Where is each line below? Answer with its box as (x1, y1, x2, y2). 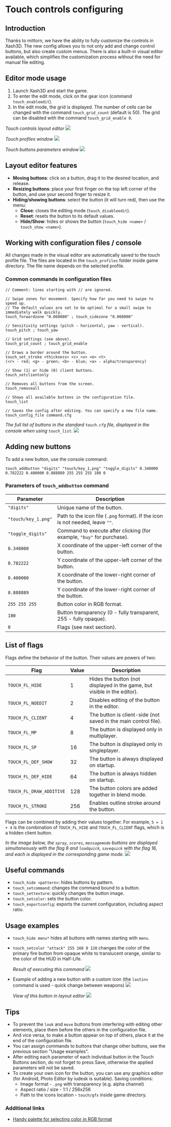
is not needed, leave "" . (57, 519, 113, 526)
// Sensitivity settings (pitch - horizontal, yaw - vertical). (5, 323, 145, 328)
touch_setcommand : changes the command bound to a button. (12, 885, 140, 891)
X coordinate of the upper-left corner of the (57, 542, 162, 549)
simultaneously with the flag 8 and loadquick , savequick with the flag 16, (5, 845, 157, 851)
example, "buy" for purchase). (57, 533, 129, 540)
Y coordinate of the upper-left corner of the (57, 556, 162, 563)
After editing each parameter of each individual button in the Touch (12, 1054, 154, 1060)
